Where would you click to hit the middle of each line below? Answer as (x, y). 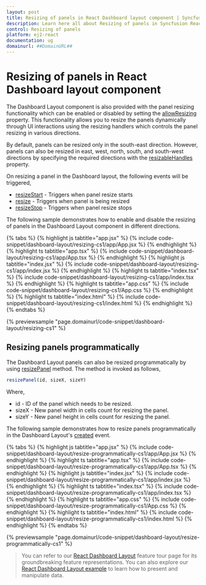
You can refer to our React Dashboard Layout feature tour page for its (109, 556)
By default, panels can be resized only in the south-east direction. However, (102, 144)
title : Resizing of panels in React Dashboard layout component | (93, 18)
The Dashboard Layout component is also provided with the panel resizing (100, 107)
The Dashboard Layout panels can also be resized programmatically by (96, 362)
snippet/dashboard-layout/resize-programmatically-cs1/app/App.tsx (93, 467)
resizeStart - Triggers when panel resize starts (74, 195)
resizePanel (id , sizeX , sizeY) (46, 380)
